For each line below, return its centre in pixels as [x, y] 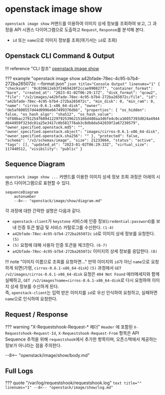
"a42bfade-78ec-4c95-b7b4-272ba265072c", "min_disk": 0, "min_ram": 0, [80, 101]
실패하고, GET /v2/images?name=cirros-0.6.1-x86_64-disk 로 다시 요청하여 [78, 280]
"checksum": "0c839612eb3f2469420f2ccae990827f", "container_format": [79, 88]
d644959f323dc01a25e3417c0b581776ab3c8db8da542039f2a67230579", [72, 123]
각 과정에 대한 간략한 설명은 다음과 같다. [43, 211]
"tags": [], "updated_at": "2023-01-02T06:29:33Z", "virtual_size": [77, 144]
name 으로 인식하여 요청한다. [31, 299]
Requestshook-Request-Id [31, 334]
